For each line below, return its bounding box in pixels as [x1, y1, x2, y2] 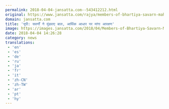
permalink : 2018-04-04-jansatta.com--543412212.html [5, 7, 118, 13]
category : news [5, 36, 37, 41]
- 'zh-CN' [7, 77, 28, 82]
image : [5, 26, 19, 31]
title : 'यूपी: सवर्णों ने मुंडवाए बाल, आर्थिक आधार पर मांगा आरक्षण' [5, 21, 115, 27]
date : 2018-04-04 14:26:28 [5, 31, 62, 36]
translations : [5, 40, 35, 45]
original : [5, 12, 26, 17]
